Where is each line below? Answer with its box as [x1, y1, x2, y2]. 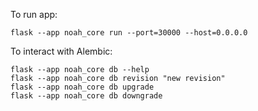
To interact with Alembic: [10, 45, 113, 57]
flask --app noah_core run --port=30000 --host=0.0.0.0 [10, 28, 248, 38]
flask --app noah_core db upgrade [10, 82, 155, 92]
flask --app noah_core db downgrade [10, 91, 163, 101]
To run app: [10, 9, 58, 20]
